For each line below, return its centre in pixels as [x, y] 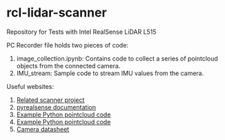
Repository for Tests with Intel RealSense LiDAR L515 [81, 32]
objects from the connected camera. [68, 66]
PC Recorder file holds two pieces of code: [68, 45]
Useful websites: [30, 86]
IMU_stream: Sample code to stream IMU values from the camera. [110, 73]
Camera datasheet [43, 129]
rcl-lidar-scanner [57, 13]
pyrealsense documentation [56, 107]
